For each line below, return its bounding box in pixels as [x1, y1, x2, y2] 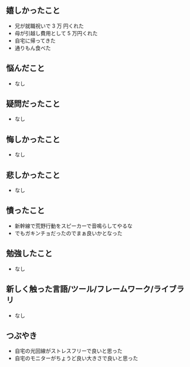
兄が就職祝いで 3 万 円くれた [14, 22, 84, 29]
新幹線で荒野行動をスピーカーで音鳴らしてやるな [14, 222, 133, 229]
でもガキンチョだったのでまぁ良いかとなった [14, 229, 123, 236]
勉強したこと [6, 249, 53, 259]
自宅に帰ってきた [14, 37, 56, 44]
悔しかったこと [6, 134, 60, 144]
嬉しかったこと [6, 5, 60, 16]
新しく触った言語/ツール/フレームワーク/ [6, 284, 154, 294]
